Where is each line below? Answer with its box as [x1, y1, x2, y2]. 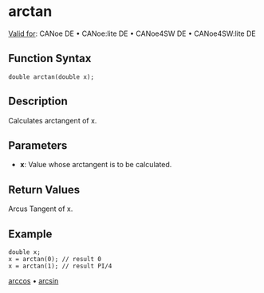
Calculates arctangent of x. [8, 115, 97, 125]
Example [8, 227, 53, 240]
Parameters [8, 139, 68, 152]
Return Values [8, 182, 81, 197]
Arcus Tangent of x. [8, 204, 73, 213]
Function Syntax [8, 52, 92, 65]
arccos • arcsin [8, 276, 59, 285]
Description [8, 95, 68, 108]
